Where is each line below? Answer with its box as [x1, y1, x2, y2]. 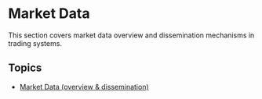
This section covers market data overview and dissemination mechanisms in [8, 30, 255, 40]
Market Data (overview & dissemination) [19, 82, 149, 91]
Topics [8, 62, 42, 75]
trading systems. [8, 38, 63, 48]
